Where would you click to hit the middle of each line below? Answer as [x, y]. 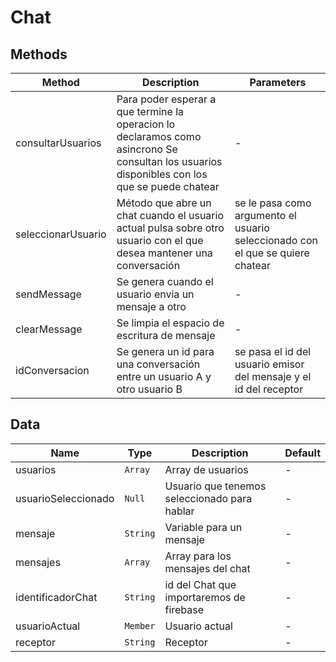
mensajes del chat [207, 568]
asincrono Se [147, 149]
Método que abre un [164, 203]
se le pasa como [273, 203]
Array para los [198, 556]
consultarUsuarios [58, 143]
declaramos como [159, 136]
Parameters [278, 82]
